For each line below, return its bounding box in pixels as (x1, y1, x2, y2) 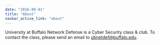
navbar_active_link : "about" (5, 16, 65, 21)
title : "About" (5, 12, 36, 16)
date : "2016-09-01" (5, 7, 45, 12)
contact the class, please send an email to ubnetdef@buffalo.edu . (5, 34, 138, 40)
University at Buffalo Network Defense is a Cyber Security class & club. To (5, 30, 155, 35)
